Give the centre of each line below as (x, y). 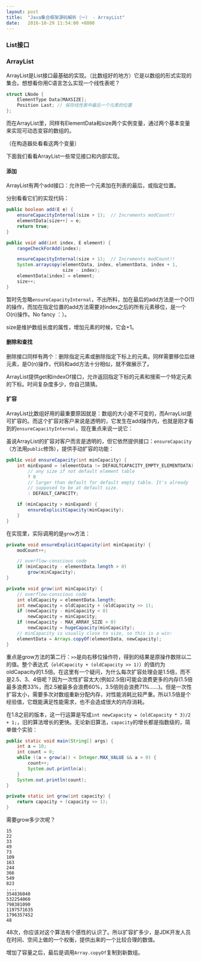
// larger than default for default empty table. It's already (108, 483)
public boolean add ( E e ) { (40, 210)
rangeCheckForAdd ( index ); (49, 248)
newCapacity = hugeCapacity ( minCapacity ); (81, 628)
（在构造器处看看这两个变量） (43, 143)
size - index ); (81, 271)
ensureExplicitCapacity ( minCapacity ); (76, 510)
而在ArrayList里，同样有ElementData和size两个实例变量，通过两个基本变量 (98, 123)
